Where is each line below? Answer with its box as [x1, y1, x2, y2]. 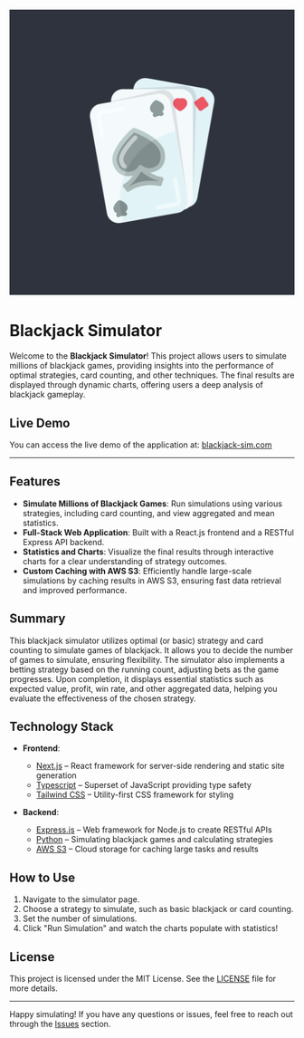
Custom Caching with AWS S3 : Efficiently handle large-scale [22, 565, 252, 576]
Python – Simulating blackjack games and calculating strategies [35, 834, 274, 845]
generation [35, 770, 77, 781]
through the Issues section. [9, 1019, 111, 1029]
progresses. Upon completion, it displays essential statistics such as [9, 673, 264, 684]
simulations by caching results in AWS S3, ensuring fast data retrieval [22, 575, 282, 586]
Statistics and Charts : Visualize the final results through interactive [22, 546, 274, 557]
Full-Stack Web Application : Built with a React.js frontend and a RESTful [22, 526, 294, 538]
